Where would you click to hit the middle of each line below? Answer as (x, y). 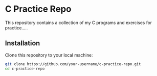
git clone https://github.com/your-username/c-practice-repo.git (73, 64)
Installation (22, 43)
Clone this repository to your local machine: (49, 55)
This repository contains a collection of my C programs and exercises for (78, 23)
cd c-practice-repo (25, 69)
